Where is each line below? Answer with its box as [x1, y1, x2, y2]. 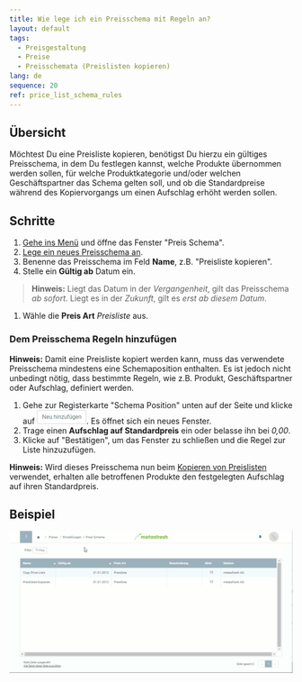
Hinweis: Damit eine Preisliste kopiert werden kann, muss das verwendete [9, 353, 285, 364]
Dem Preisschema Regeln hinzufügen [9, 333, 177, 346]
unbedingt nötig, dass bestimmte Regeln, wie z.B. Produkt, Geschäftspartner [9, 372, 293, 383]
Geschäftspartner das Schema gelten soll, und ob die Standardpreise [9, 177, 265, 188]
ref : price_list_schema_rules [9, 90, 123, 99]
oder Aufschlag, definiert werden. [9, 382, 135, 393]
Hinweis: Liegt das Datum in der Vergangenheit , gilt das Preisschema [31, 284, 289, 295]
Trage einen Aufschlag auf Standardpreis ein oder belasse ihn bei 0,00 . [22, 424, 291, 436]
